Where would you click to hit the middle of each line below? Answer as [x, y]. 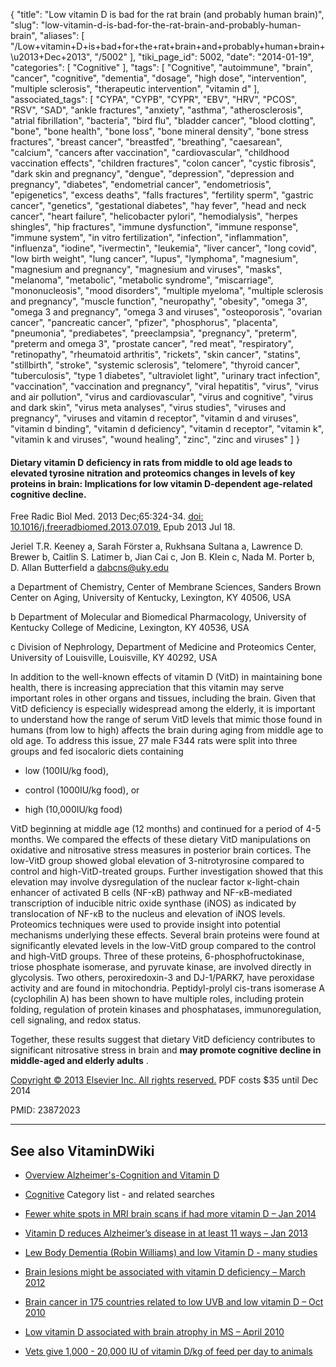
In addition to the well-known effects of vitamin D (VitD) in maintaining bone [166, 677]
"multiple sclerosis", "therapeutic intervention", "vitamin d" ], [135, 88]
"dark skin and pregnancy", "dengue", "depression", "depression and [152, 173]
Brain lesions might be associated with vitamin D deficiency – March [165, 1272]
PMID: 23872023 [45, 1110]
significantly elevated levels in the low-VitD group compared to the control [163, 946]
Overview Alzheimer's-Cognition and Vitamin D [122, 1175]
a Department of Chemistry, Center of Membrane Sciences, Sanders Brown [166, 587]
